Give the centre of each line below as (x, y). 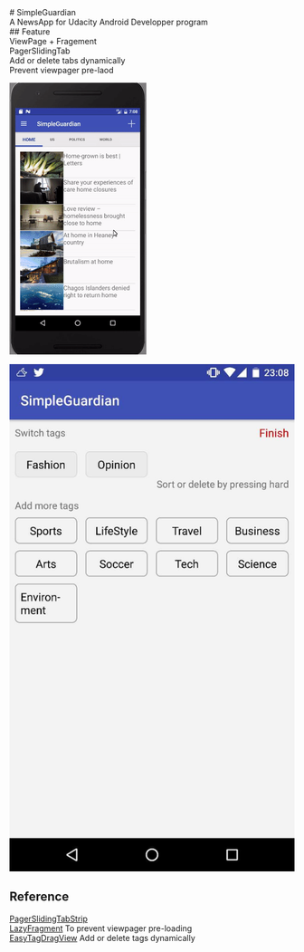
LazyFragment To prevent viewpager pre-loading (101, 928)
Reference (39, 897)
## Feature (30, 32)
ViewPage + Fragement (53, 41)
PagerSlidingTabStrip (49, 918)
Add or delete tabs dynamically (67, 60)
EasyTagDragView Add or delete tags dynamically (103, 938)
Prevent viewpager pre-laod (62, 70)
